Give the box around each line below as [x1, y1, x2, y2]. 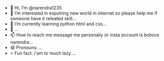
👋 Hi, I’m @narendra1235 [10, 5, 62, 11]
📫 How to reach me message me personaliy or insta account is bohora [10, 32, 159, 38]
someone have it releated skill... [10, 16, 77, 21]
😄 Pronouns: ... [10, 44, 43, 50]
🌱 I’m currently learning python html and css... [10, 21, 107, 27]
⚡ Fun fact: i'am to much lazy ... [10, 50, 76, 56]
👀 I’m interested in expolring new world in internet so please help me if [10, 10, 157, 16]
